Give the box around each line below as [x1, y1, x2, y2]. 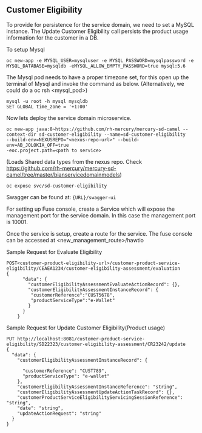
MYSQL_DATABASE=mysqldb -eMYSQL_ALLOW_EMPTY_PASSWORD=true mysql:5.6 [6, 63, 186, 69]
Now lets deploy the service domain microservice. [6, 114, 132, 121]
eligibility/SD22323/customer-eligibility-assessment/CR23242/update [6, 341, 186, 347]
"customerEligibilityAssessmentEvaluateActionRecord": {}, [28, 281, 181, 287]
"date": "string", [17, 405, 64, 411]
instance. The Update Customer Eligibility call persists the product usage [6, 27, 189, 35]
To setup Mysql [6, 46, 45, 53]
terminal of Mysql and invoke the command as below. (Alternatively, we [6, 80, 184, 87]
